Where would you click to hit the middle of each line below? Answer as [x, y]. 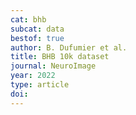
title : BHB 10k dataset [60, 57]
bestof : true [37, 38]
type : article [40, 85]
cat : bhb [28, 19]
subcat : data [37, 29]
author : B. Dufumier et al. [69, 47]
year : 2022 [33, 76]
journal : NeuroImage [53, 66]
